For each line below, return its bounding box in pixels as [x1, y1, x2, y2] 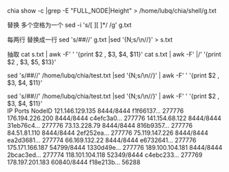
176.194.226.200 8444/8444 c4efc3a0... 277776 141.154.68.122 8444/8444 [7, 114, 222, 122]
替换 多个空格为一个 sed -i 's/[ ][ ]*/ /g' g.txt [7, 21, 132, 29]
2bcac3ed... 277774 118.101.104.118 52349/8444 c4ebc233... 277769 [7, 151, 203, 159]
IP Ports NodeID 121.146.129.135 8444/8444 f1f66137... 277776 [7, 107, 184, 115]
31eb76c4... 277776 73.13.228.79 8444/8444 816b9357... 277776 [7, 122, 193, 129]
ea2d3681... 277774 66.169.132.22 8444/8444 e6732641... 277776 [7, 136, 197, 144]
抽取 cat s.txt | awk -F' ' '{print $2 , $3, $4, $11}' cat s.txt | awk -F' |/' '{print [7, 50, 221, 58]
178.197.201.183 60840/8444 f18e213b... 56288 [7, 158, 141, 166]
